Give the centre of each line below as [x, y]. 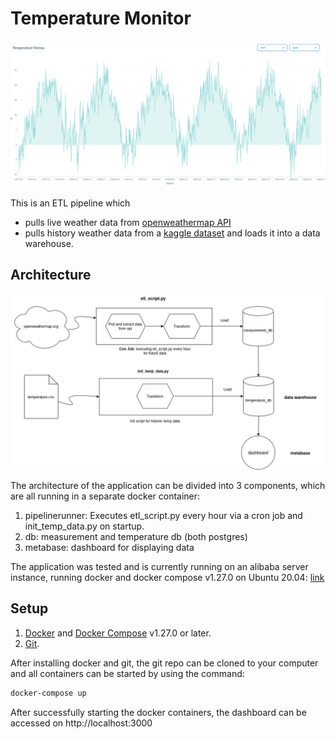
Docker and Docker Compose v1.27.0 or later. [118, 633]
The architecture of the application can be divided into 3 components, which [168, 486]
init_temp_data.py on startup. [84, 526]
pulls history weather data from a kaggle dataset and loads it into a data [172, 233]
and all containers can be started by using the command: [127, 673]
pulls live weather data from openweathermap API [128, 222]
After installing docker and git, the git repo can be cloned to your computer [164, 663]
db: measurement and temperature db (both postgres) [136, 537]
